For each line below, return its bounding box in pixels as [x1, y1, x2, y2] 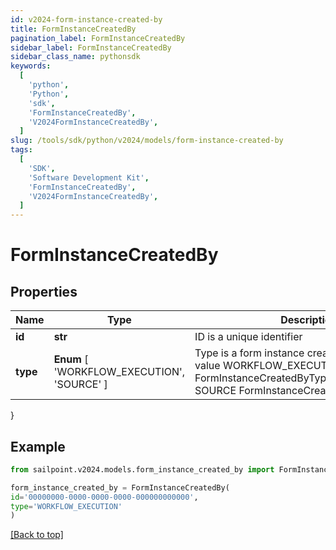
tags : [10, 145, 33, 155]
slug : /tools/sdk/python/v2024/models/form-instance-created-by [10, 136, 284, 146]
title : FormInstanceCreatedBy [10, 24, 137, 34]
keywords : [10, 61, 52, 71]
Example [10, 438, 66, 455]
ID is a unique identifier [194, 330, 303, 344]
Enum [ [53, 352, 89, 366]
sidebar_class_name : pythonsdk [10, 52, 141, 62]
